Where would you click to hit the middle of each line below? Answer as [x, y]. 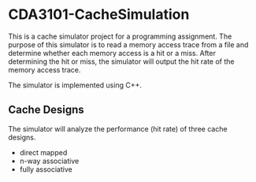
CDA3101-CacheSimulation [99, 15]
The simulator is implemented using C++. [75, 85]
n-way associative [49, 161]
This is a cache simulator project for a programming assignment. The [120, 36]
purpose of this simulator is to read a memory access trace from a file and [128, 44]
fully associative [46, 169]
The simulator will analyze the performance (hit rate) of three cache [118, 128]
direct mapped [43, 152]
